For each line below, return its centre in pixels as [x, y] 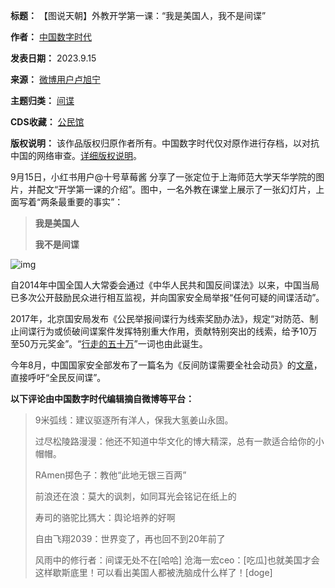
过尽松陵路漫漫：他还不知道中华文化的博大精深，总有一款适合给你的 [175, 441]
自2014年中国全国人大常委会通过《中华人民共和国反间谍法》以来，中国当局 [165, 285]
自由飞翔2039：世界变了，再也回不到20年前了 [130, 538]
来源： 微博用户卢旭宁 [55, 79]
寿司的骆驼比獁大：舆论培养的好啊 [105, 517]
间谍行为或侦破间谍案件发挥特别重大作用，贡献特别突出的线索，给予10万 [168, 331]
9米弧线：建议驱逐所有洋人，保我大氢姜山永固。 [134, 420]
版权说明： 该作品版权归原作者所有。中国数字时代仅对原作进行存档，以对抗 [165, 143]
